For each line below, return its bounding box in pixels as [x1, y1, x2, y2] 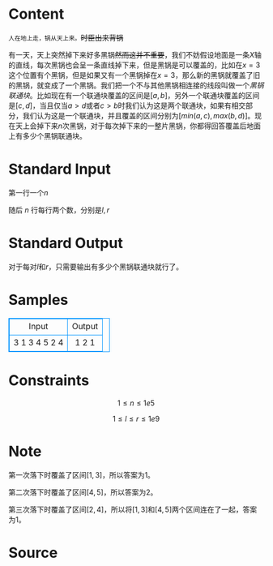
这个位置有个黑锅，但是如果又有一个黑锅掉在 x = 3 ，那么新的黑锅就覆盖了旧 [8, 70, 261, 79]
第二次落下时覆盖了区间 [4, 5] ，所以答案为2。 [8, 487, 158, 497]
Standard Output [8, 234, 123, 252]
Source [8, 543, 58, 562]
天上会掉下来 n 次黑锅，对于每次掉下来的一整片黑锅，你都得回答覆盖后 [15, 121, 247, 131]
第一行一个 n [8, 187, 49, 197]
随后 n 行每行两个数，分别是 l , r [8, 204, 110, 215]
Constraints [8, 371, 90, 389]
